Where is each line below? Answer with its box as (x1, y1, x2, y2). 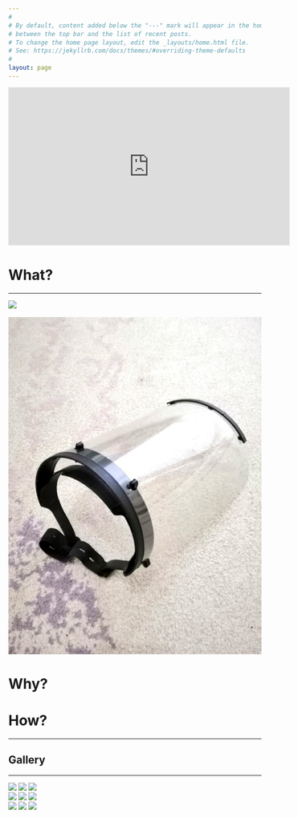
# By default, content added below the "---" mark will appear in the (8, 21, 250, 30)
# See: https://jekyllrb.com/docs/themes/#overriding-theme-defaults (8, 47, 247, 55)
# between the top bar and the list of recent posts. (8, 30, 193, 38)
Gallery (8, 753, 46, 767)
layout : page (8, 64, 52, 72)
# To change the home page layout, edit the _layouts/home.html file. (8, 39, 250, 47)
